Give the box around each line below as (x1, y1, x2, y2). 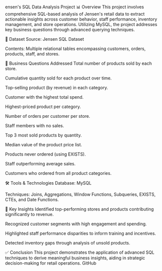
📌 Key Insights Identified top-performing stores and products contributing (5, 206, 154, 212)
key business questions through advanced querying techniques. (5, 27, 135, 32)
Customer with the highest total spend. (5, 94, 84, 100)
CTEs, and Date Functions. (5, 197, 59, 202)
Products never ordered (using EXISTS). (5, 151, 86, 157)
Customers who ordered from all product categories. (5, 170, 112, 176)
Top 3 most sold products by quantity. (5, 132, 82, 138)
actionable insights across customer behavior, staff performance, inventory (5, 16, 158, 22)
